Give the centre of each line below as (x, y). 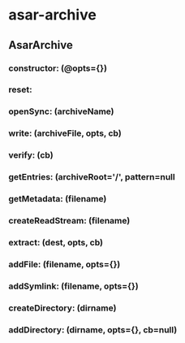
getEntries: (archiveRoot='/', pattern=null (92, 177)
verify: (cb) (31, 155)
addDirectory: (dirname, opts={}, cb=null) (93, 329)
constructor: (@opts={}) (58, 68)
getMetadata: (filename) (58, 199)
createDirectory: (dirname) (62, 308)
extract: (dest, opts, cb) (56, 242)
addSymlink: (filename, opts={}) (74, 286)
